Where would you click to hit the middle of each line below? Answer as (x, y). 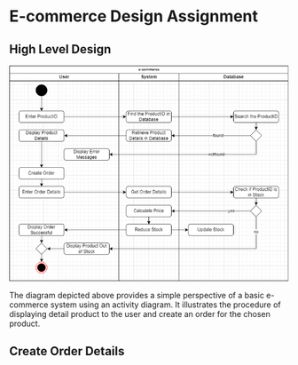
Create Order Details (67, 351)
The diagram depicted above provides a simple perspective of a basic (137, 295)
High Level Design (60, 49)
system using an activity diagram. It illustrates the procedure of (165, 305)
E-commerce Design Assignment (134, 16)
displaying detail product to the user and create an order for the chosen (140, 313)
